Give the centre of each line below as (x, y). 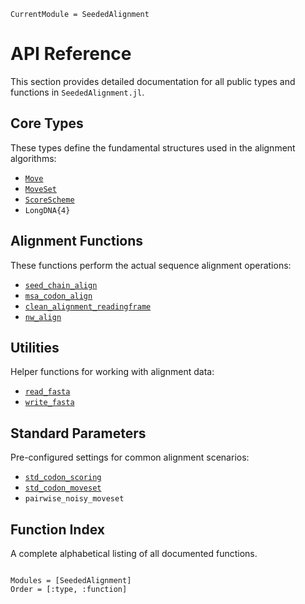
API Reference (71, 54)
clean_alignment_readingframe (88, 306)
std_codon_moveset (63, 488)
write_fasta (49, 403)
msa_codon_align (58, 296)
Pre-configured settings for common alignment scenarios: (130, 457)
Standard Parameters (78, 433)
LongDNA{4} (47, 210)
